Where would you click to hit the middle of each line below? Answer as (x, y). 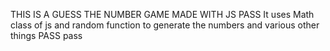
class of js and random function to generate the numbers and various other (165, 25)
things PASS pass (46, 35)
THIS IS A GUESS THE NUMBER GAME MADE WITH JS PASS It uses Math (162, 14)
